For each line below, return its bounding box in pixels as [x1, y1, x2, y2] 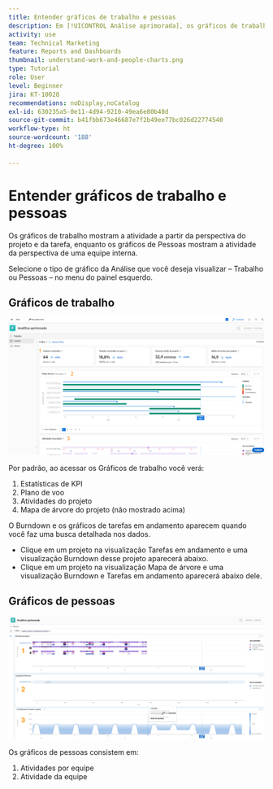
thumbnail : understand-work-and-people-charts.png [8, 56, 184, 64]
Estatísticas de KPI [19, 478, 83, 488]
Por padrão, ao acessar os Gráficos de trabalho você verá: [8, 463, 205, 473]
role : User [8, 73, 45, 81]
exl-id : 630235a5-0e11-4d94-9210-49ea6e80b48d [8, 107, 169, 116]
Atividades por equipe [19, 763, 95, 773]
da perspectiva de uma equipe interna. [8, 248, 138, 258]
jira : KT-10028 [8, 90, 60, 98]
